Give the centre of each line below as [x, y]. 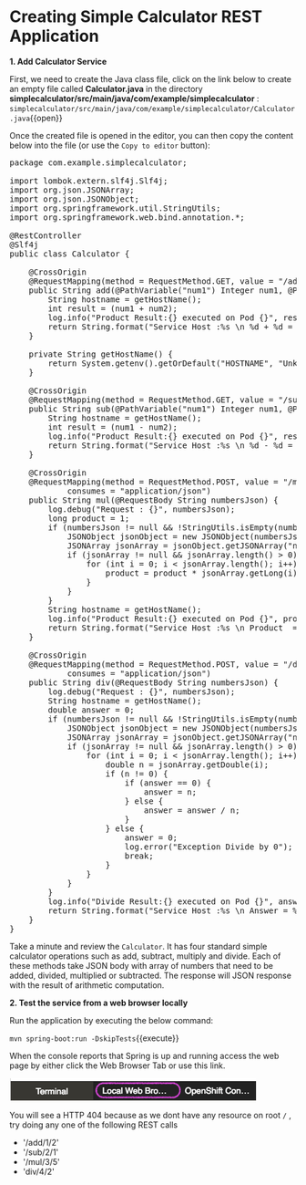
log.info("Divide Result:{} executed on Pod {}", [161, 901]
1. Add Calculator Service [58, 61]
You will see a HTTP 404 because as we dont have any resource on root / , [150, 1115]
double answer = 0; [91, 710]
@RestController [46, 235]
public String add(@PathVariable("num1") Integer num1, [156, 290]
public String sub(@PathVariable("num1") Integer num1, [156, 409]
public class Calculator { [70, 254]
